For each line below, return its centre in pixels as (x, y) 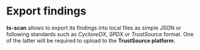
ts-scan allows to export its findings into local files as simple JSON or (94, 28)
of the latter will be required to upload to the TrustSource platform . (91, 40)
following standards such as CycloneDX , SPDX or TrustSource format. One (100, 34)
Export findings (46, 11)
